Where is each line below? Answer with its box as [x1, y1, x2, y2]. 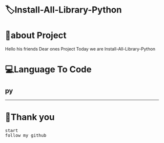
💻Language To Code [5, 64, 92, 75]
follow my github [5, 133, 46, 138]
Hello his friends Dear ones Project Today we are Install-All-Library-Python [5, 46, 156, 52]
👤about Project [5, 30, 67, 41]
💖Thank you [5, 112, 55, 123]
